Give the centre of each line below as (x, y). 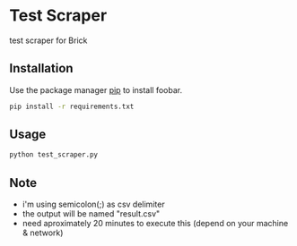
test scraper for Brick (48, 40)
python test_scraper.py (54, 155)
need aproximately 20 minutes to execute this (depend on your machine (155, 224)
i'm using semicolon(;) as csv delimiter (93, 204)
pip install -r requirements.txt (72, 106)
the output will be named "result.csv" (91, 214)
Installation (41, 68)
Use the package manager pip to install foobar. (96, 89)
